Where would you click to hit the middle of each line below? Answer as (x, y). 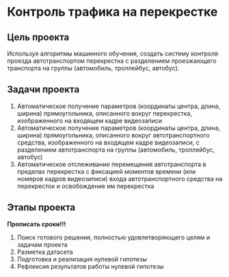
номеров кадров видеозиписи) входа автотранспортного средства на (120, 179)
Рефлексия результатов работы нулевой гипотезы (90, 266)
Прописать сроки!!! (37, 224)
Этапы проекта (41, 208)
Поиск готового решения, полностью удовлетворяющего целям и (113, 237)
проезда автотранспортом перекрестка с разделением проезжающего (112, 61)
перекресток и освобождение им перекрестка (85, 186)
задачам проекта (42, 244)
